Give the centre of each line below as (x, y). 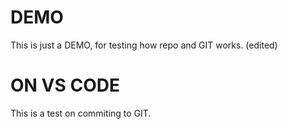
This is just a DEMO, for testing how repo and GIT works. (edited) (144, 45)
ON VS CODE (65, 85)
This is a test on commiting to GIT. (81, 113)
